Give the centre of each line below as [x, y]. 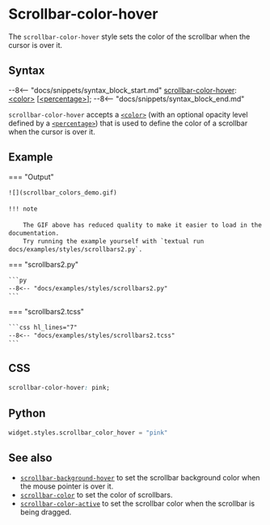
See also [30, 458]
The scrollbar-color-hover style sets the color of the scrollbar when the [129, 36]
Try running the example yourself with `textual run [114, 241]
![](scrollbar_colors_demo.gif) [63, 192]
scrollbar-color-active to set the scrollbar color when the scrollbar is [137, 503]
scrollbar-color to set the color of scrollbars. [96, 494]
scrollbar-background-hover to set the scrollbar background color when [140, 477]
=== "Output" [31, 177]
